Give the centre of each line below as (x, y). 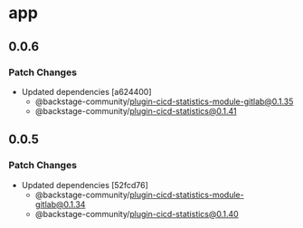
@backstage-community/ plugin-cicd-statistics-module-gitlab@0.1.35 (164, 101)
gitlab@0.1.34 (60, 204)
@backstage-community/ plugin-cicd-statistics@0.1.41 (136, 110)
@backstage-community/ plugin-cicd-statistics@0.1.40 (137, 214)
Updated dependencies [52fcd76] (85, 185)
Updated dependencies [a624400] (86, 91)
